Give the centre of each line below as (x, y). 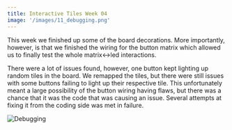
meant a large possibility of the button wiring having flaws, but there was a (114, 90)
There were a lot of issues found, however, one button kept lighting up (108, 68)
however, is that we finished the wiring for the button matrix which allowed (114, 47)
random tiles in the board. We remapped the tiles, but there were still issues (116, 75)
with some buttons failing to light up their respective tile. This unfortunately (115, 83)
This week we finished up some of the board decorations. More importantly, (116, 40)
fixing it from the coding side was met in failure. (76, 105)
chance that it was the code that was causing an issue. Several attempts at (114, 97)
